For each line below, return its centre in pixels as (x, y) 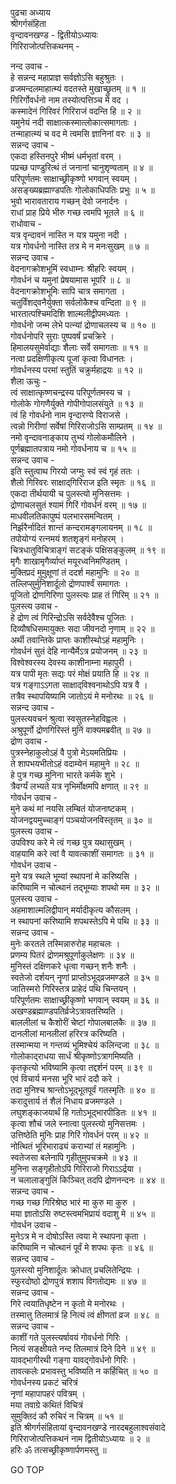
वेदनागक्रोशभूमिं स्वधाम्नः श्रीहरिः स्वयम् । (72, 268)
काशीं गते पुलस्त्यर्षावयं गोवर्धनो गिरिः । (69, 1337)
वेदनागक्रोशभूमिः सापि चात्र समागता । (68, 291)
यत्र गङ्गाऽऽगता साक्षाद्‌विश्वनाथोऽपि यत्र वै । (79, 685)
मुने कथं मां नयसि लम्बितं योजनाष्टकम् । (72, 808)
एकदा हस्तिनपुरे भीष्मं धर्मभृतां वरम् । (66, 156)
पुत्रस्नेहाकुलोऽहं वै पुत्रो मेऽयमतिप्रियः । (68, 752)
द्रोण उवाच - (29, 741)
